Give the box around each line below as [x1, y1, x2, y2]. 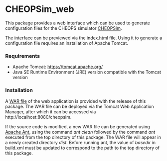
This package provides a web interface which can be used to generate [5, 20, 151, 26]
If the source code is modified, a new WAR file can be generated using [5, 123, 150, 130]
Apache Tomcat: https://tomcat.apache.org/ [12, 64, 103, 70]
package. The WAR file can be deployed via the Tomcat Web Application [5, 103, 154, 109]
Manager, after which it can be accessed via [5, 108, 96, 115]
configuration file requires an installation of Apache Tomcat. [5, 40, 129, 46]
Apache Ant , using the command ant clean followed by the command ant [5, 129, 156, 135]
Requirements [5, 52, 40, 59]
